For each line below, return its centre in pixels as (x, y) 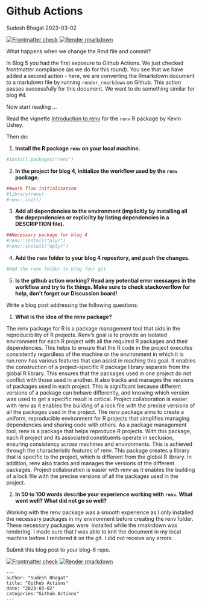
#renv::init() (24, 200)
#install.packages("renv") (40, 159)
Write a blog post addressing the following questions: (72, 305)
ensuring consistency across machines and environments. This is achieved (99, 444)
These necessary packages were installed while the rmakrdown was (92, 525)
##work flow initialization (42, 189)
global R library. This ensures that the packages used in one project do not (99, 373)
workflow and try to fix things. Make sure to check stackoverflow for (103, 287)
